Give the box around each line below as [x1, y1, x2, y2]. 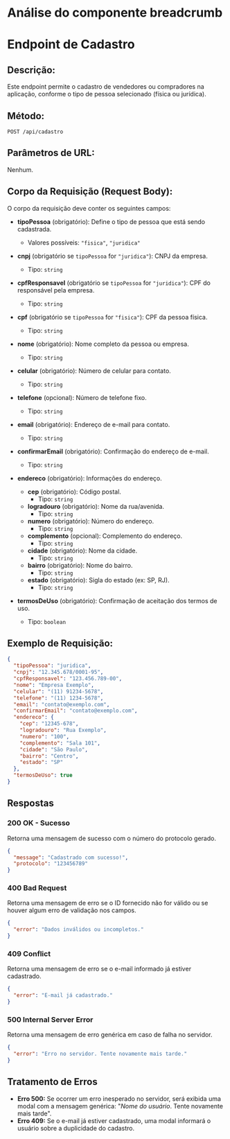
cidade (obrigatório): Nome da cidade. [27, 546, 138, 555]
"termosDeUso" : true [13, 772, 73, 779]
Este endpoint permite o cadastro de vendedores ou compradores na [7, 82, 204, 91]
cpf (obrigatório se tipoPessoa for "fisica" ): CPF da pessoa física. [17, 313, 208, 321]
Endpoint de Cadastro [7, 37, 135, 53]
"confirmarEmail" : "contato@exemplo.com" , [13, 707, 138, 715]
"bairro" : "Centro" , [19, 752, 79, 760]
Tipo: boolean [27, 617, 67, 625]
